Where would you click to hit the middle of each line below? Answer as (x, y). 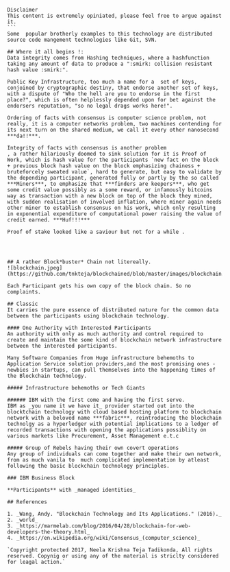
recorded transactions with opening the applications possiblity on (107, 430)
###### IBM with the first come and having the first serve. (96, 400)
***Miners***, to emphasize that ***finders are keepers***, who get (108, 184)
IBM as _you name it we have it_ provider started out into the (101, 406)
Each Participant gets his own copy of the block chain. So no (99, 286)
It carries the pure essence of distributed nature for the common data (113, 310)
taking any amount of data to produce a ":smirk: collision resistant (110, 64)
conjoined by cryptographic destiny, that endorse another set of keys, (113, 88)
